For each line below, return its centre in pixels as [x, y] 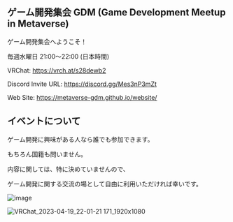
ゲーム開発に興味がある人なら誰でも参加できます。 [80, 139]
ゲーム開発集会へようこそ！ [47, 41]
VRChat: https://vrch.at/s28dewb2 [57, 70]
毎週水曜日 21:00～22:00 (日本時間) [58, 56]
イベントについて [44, 121]
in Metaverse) [38, 24]
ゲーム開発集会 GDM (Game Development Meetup [116, 13]
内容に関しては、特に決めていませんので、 [68, 169]
